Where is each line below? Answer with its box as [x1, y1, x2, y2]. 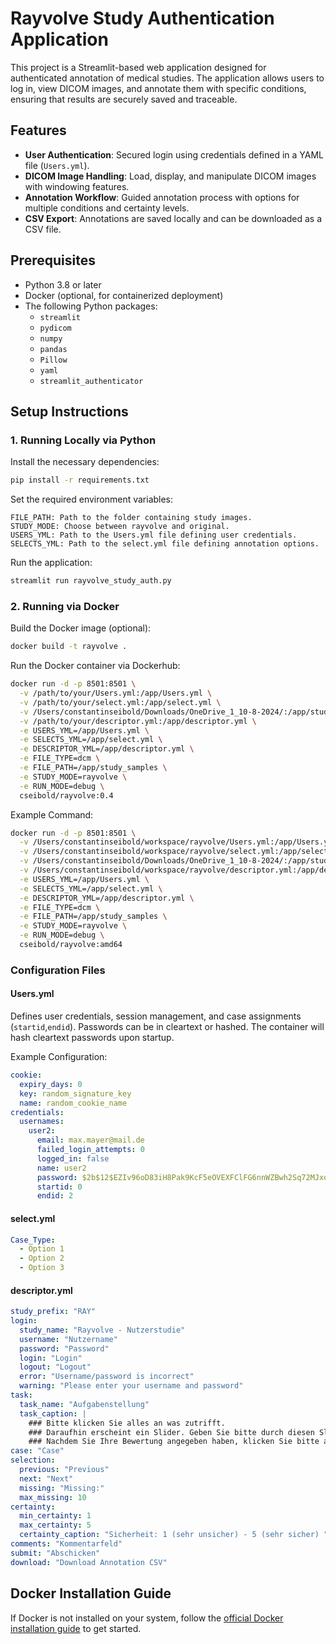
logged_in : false [36, 1153, 110, 1164]
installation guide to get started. [10, 1622, 142, 1634]
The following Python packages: [24, 300, 158, 312]
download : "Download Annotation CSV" [10, 1557, 168, 1567]
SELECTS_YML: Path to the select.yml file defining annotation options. [10, 539, 320, 549]
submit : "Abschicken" [10, 1548, 101, 1558]
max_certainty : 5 [19, 1520, 92, 1531]
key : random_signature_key [19, 1088, 132, 1099]
